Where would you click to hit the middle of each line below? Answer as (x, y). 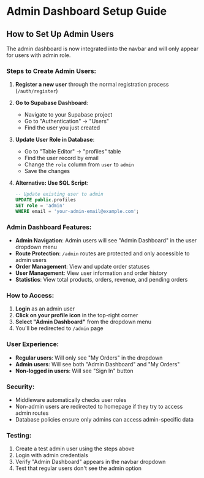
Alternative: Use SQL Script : (52, 183)
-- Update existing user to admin (59, 195)
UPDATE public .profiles (46, 200)
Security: (21, 387)
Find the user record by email (62, 158)
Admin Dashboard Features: (49, 227)
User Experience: (33, 344)
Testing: (19, 435)
